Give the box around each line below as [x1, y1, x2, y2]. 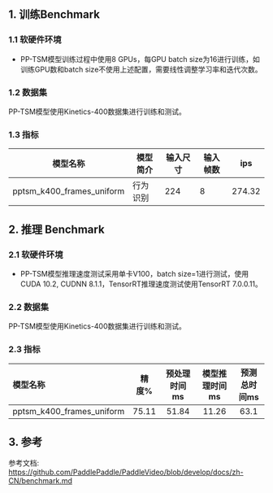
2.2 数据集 [8, 301, 50, 312]
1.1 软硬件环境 [8, 34, 62, 46]
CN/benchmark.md [8, 476, 73, 486]
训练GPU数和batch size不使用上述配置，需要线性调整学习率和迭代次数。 [19, 64, 262, 74]
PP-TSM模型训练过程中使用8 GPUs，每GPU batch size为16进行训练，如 [19, 54, 260, 63]
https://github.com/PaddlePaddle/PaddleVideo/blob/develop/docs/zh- [8, 467, 244, 478]
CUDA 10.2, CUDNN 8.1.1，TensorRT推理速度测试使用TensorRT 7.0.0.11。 [19, 279, 262, 289]
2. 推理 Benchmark [8, 222, 105, 236]
